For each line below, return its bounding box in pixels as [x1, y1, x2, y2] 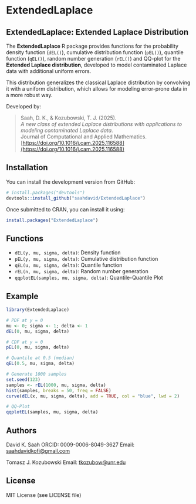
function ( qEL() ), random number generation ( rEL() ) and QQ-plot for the [6, 55, 181, 62]
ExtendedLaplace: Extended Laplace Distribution [6, 27, 189, 37]
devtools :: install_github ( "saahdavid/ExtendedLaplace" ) [6, 195, 146, 201]
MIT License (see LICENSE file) [6, 491, 82, 498]
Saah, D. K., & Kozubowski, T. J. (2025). [20, 114, 117, 121]
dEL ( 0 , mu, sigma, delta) [6, 328, 69, 334]
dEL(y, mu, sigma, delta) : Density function [14, 249, 121, 256]
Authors [6, 425, 37, 436]
